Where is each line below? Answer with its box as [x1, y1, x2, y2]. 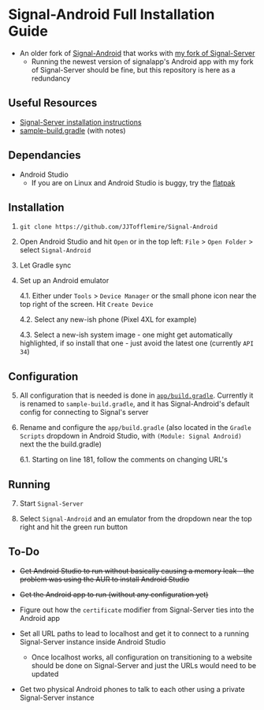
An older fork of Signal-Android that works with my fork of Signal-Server [19, 48, 255, 58]
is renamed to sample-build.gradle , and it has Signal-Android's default [19, 399, 250, 409]
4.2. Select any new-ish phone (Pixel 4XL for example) [19, 315, 197, 324]
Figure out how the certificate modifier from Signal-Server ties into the [19, 605, 255, 615]
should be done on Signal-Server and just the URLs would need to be [31, 660, 257, 670]
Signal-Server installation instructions [19, 117, 142, 127]
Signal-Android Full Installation [8, 6, 215, 24]
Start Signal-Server [19, 499, 84, 508]
